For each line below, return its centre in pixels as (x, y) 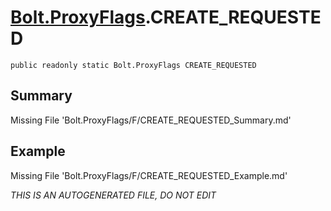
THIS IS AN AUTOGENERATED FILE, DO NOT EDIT (113, 195)
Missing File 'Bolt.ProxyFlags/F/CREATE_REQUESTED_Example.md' (149, 175)
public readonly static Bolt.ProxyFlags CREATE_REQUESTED (133, 65)
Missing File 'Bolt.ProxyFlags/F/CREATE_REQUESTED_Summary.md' (151, 120)
